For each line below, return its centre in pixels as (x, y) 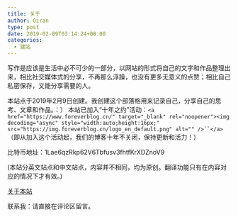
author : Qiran (28, 21)
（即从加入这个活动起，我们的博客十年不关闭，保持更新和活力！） (103, 137)
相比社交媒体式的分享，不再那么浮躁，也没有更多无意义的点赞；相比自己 (125, 77)
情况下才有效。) (41, 176)
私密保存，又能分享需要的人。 (51, 85)
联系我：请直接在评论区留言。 (51, 206)
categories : (25, 40)
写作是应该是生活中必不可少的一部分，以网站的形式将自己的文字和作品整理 (116, 68)
